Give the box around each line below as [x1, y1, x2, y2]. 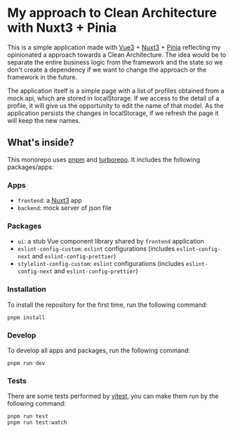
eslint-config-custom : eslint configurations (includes [17, 244, 175, 253]
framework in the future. [7, 72, 78, 81]
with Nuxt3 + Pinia [7, 20, 117, 36]
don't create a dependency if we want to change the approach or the [7, 65, 207, 74]
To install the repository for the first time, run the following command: [7, 300, 208, 309]
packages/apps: [7, 163, 54, 171]
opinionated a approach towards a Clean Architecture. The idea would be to [7, 51, 227, 59]
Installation [7, 284, 47, 294]
